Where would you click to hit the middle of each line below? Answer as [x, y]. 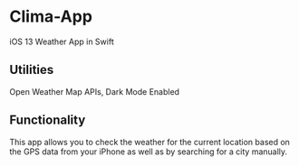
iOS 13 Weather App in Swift [62, 41]
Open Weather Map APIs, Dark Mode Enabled [94, 91]
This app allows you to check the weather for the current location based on [149, 142]
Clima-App [51, 17]
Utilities [32, 70]
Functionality [48, 120]
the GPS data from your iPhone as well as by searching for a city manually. [149, 152]
